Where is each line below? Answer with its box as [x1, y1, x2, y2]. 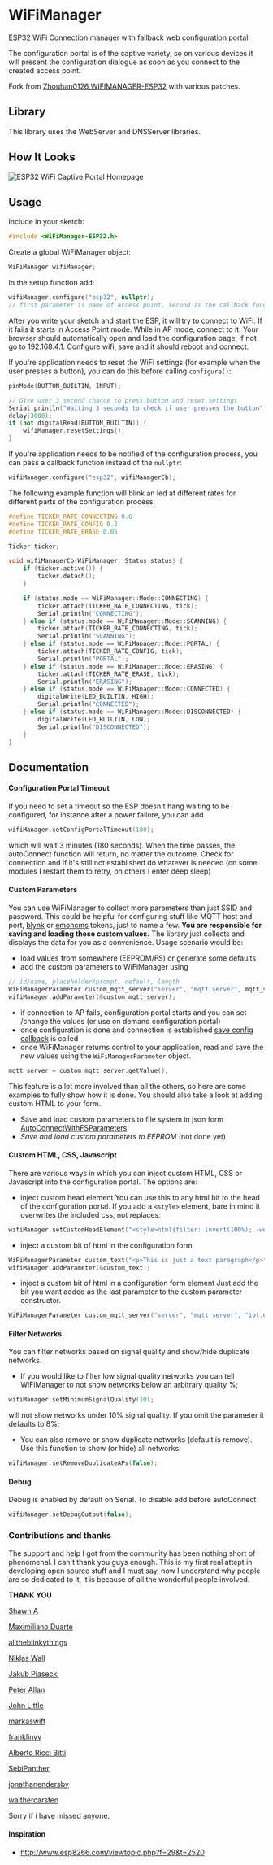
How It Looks [8, 150, 76, 164]
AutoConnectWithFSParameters [19, 1122, 128, 1132]
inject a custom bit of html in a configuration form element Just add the [19, 1279, 258, 1288]
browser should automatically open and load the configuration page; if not [8, 333, 258, 342]
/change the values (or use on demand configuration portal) [19, 1016, 221, 1026]
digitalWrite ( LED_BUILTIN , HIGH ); [37, 693, 154, 701]
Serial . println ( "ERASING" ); [37, 678, 132, 686]
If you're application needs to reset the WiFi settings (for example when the [8, 357, 261, 367]
